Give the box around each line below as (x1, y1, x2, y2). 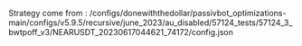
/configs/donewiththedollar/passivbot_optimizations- (89, 8, 287, 18)
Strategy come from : (8, 8, 88, 18)
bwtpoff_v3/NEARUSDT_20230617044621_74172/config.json (8, 27, 234, 37)
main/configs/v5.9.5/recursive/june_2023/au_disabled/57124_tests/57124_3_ (8, 17, 293, 28)
